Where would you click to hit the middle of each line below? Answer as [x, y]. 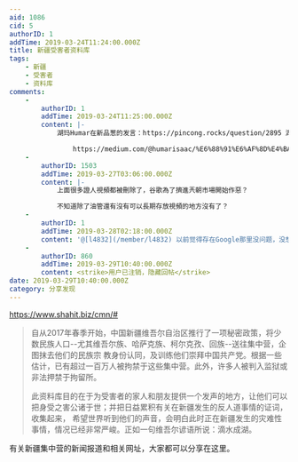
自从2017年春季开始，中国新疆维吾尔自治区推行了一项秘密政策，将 [152, 332]
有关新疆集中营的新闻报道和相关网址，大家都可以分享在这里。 [122, 448]
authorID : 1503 [69, 165]
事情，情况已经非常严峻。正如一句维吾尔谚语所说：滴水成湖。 [144, 429]
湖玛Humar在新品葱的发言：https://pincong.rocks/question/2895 [169, 133]
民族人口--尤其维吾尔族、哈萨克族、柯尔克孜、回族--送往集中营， [159, 344]
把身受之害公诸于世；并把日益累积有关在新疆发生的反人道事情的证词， [159, 407]
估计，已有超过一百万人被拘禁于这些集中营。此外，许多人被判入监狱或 [159, 366]
